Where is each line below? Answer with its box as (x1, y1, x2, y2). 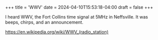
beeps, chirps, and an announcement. (5, 19, 83, 25)
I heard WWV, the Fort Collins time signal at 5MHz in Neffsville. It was (5, 14, 148, 19)
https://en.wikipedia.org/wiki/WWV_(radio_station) (5, 29, 109, 34)
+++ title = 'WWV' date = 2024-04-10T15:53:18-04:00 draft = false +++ (5, 4, 153, 10)
